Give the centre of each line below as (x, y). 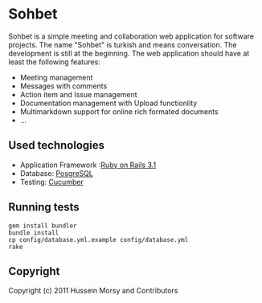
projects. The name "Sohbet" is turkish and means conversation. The (123, 44)
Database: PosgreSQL (57, 173)
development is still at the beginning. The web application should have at (129, 53)
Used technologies (57, 145)
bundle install (34, 233)
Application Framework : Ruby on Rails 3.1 (88, 165)
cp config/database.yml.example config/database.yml (98, 240)
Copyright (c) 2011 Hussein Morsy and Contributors (93, 291)
